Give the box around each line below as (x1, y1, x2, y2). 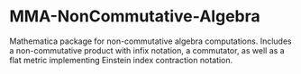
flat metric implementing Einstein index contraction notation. (9, 54, 233, 65)
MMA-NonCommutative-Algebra (9, 6, 260, 27)
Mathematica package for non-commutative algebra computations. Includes (9, 36, 292, 46)
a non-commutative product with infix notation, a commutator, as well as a (9, 45, 286, 55)
